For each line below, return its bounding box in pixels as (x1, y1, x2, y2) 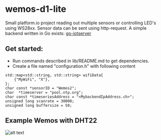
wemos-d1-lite (5, 3, 67, 15)
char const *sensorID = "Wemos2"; (5, 86, 77, 91)
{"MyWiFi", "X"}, (14, 77, 50, 82)
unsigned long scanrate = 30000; (5, 98, 75, 103)
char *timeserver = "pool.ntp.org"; (5, 90, 83, 95)
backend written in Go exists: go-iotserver (5, 30, 91, 36)
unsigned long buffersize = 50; (5, 103, 72, 108)
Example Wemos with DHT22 (5, 116, 97, 125)
